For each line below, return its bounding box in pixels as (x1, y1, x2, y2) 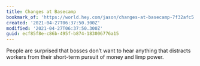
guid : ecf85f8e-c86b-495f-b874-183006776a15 (6, 31, 119, 37)
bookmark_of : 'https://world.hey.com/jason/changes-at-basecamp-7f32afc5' (6, 14, 197, 20)
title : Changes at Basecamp (6, 8, 77, 15)
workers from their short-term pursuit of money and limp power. (6, 54, 164, 61)
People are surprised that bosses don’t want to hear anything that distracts (6, 47, 191, 54)
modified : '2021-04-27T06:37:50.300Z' (6, 25, 103, 32)
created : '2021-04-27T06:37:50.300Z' (6, 20, 101, 26)
